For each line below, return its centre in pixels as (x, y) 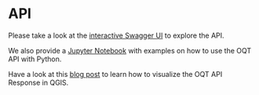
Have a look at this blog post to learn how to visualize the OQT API (115, 74)
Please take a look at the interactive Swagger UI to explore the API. (117, 35)
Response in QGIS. (38, 82)
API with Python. (35, 59)
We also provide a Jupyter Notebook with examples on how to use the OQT (130, 50)
